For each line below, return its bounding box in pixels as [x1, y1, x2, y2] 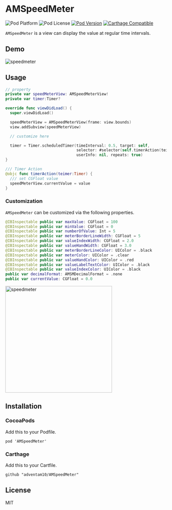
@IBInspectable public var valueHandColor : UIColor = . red [5, 257, 134, 262]
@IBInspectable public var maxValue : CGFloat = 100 [5, 219, 118, 225]
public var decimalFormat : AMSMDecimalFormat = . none [5, 272, 123, 277]
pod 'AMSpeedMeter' [5, 439, 47, 444]
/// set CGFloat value [10, 176, 58, 181]
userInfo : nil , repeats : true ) [76, 152, 143, 158]
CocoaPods [5, 417, 35, 424]
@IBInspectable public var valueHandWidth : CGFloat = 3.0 [5, 243, 132, 249]
